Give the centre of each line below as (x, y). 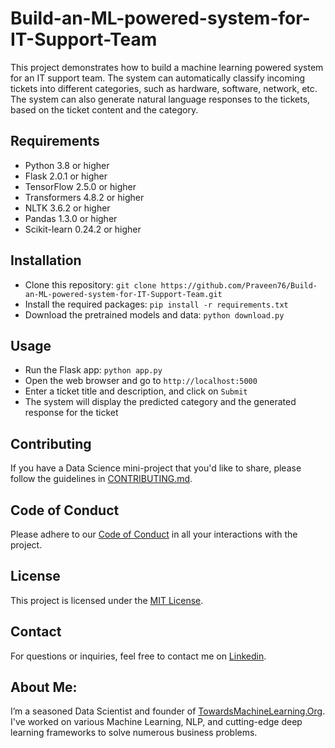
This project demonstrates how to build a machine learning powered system (167, 67)
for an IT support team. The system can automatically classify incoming (158, 78)
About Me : (44, 687)
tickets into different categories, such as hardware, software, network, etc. (164, 88)
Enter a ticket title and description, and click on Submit (136, 391)
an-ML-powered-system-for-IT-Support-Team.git (123, 294)
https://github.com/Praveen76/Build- (239, 285)
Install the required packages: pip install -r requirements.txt (156, 304)
